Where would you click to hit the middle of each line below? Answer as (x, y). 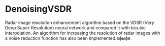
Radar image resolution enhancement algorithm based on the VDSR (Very (80, 23)
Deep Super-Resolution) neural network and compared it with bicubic (76, 27)
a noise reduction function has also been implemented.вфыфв (68, 38)
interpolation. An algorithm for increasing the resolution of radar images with (83, 33)
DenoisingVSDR (38, 9)
